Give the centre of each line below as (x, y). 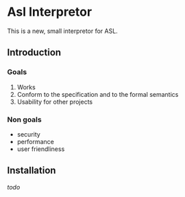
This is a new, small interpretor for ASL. (62, 31)
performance (36, 141)
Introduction (34, 53)
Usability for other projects (55, 102)
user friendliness (41, 149)
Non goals (25, 119)
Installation (32, 171)
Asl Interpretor (50, 12)
